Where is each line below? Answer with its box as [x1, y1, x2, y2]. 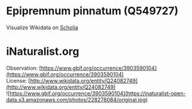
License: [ [6, 77, 31, 84]
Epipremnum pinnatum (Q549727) [6, 4, 179, 18]
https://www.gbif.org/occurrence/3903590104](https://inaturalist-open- [10, 89, 186, 96]
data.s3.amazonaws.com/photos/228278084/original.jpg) [6, 96, 148, 103]
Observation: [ [6, 64, 42, 71]
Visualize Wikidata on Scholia [6, 24, 78, 31]
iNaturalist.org [6, 45, 80, 58]
